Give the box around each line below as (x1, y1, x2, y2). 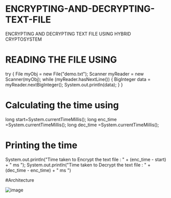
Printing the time (5, 139, 78, 151)
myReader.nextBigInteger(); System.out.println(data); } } (5, 81, 124, 88)
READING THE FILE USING (5, 54, 117, 66)
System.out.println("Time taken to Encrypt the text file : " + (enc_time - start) (5, 156, 166, 162)
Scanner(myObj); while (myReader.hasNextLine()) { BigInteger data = (5, 76, 151, 82)
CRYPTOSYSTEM (5, 36, 42, 42)
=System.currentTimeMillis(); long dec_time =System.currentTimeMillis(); (5, 122, 159, 128)
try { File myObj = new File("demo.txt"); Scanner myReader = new (5, 71, 144, 77)
